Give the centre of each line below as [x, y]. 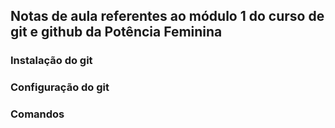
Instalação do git [51, 61]
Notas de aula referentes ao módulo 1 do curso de [167, 16]
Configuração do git [60, 87]
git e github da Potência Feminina [116, 32]
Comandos [37, 114]
